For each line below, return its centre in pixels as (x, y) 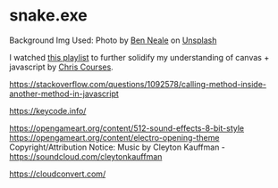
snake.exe (48, 16)
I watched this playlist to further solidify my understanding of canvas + (139, 57)
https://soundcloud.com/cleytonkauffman (86, 156)
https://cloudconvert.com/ (58, 174)
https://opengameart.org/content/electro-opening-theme (114, 137)
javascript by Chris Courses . (61, 67)
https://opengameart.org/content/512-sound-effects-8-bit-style (126, 128)
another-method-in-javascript (64, 94)
